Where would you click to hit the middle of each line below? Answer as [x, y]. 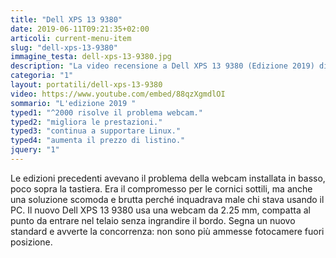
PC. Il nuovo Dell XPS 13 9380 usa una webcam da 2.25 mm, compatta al [160, 210]
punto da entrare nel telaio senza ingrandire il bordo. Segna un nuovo [153, 220]
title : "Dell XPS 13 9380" [66, 19]
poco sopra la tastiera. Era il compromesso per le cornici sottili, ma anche [161, 188]
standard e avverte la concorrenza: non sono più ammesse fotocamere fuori [167, 231]
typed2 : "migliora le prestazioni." [86, 122]
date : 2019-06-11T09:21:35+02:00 [80, 29]
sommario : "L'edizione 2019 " [73, 103]
